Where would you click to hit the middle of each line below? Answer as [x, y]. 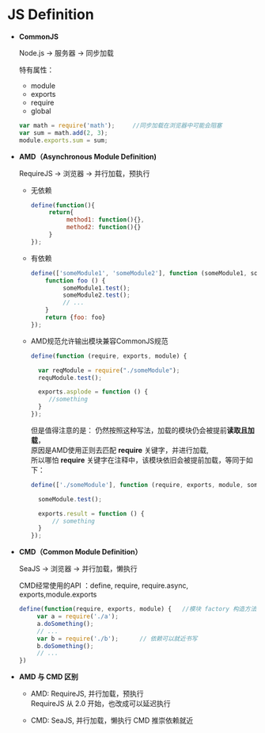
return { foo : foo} [76, 318]
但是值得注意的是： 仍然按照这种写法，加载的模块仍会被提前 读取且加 [142, 430]
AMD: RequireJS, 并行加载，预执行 [87, 694]
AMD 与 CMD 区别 [48, 677]
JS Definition [51, 15]
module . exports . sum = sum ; [63, 140]
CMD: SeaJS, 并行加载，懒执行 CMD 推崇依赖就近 [112, 720]
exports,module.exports [58, 595]
